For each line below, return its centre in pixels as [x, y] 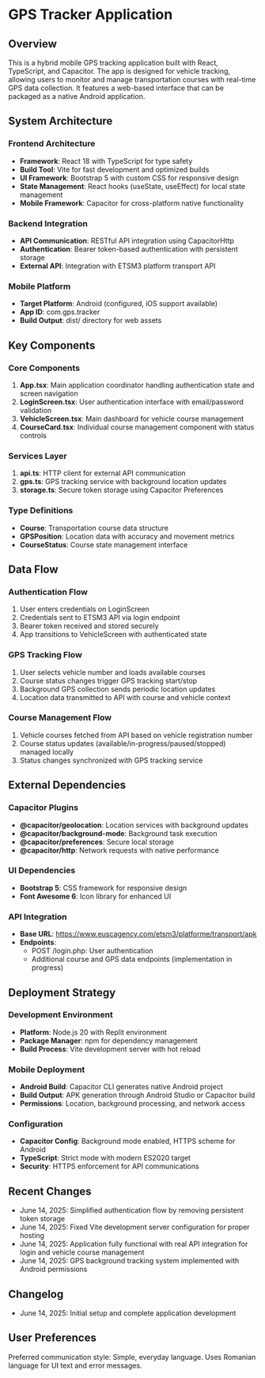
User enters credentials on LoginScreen [85, 609]
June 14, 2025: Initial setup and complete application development [128, 1313]
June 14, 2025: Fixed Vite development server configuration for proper [135, 1227]
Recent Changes [50, 1191]
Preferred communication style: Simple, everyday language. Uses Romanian [132, 1357]
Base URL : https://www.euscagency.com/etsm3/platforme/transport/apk [138, 934]
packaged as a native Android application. [77, 96]
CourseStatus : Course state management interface [104, 544]
